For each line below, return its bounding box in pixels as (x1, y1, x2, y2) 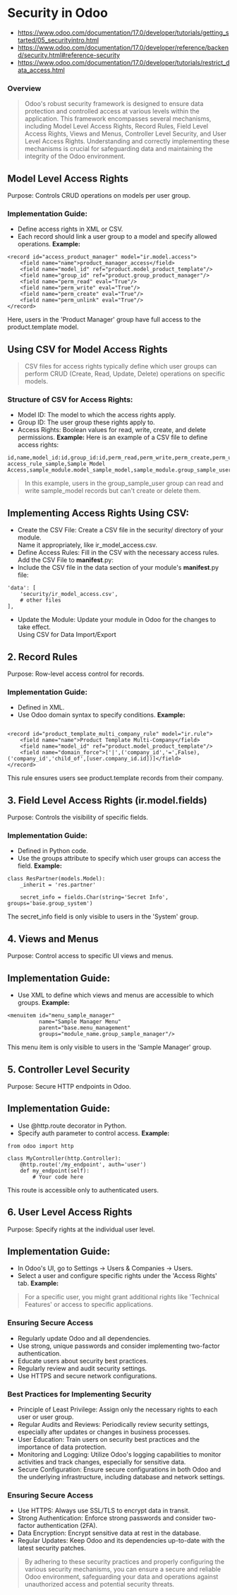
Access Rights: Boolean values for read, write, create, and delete (17, 426, 207, 434)
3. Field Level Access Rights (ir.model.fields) (7, 794, 207, 806)
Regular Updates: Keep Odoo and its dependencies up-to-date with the (17, 1536, 225, 1545)
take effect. (17, 623, 51, 631)
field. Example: (17, 861, 62, 870)
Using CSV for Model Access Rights (7, 343, 168, 355)
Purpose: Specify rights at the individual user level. (7, 1225, 155, 1233)
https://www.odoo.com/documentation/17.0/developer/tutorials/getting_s (17, 28, 229, 37)
